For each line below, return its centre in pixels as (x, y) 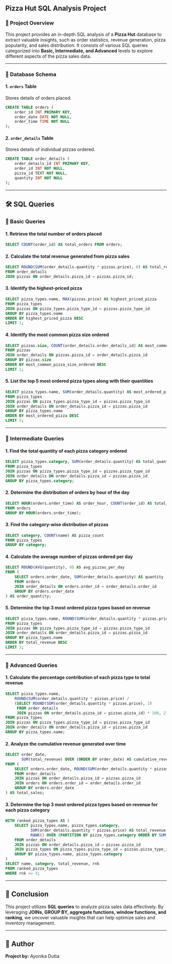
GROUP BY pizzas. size (28, 360)
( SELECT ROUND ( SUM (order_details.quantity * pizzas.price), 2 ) (83, 703)
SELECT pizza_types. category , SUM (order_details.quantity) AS (73, 462)
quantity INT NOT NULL (39, 178)
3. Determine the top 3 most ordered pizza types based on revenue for (81, 804)
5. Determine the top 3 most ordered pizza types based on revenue (78, 608)
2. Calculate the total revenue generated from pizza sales (67, 256)
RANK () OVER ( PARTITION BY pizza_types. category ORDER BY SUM (98, 835)
